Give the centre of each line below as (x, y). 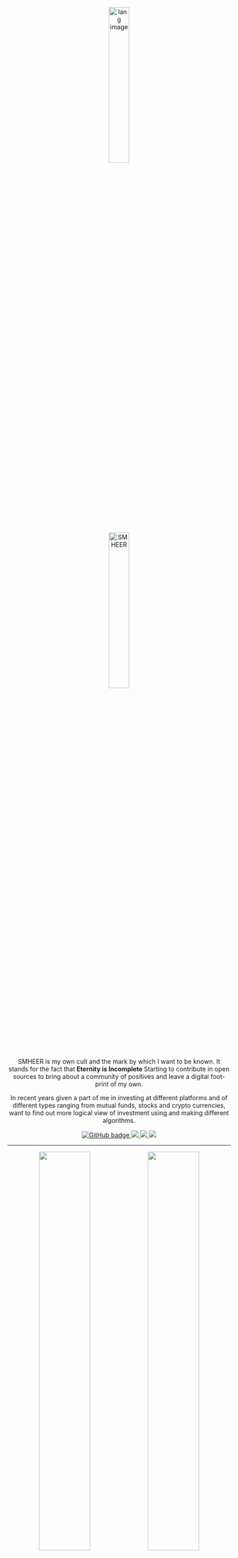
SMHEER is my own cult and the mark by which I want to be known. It (119, 1061)
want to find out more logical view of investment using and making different (119, 1113)
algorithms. (119, 1120)
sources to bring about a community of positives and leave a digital (111, 1076)
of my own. (126, 1084)
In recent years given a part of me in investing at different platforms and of (119, 1098)
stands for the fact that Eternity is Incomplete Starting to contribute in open (119, 1069)
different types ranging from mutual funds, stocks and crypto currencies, (119, 1105)
